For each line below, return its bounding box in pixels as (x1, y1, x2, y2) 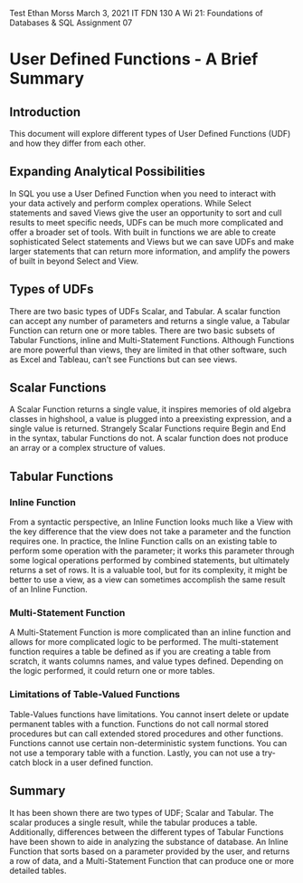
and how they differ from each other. (9, 138, 147, 149)
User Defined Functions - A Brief (9, 49, 259, 70)
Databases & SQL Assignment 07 (9, 17, 133, 28)
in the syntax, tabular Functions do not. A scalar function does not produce (9, 433, 289, 444)
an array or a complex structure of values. (9, 443, 166, 454)
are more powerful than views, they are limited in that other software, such (9, 344, 288, 355)
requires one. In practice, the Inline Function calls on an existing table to (9, 536, 278, 547)
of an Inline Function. (9, 584, 88, 595)
